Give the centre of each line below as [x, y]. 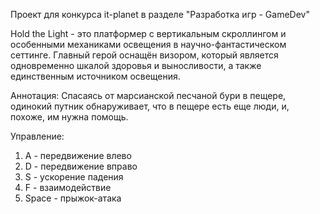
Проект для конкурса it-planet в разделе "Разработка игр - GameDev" [160, 14]
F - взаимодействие [68, 187]
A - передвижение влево [78, 155]
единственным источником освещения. [95, 76]
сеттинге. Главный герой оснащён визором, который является [144, 55]
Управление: [37, 136]
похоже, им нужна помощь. [69, 117]
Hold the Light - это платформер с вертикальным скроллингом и [148, 33]
